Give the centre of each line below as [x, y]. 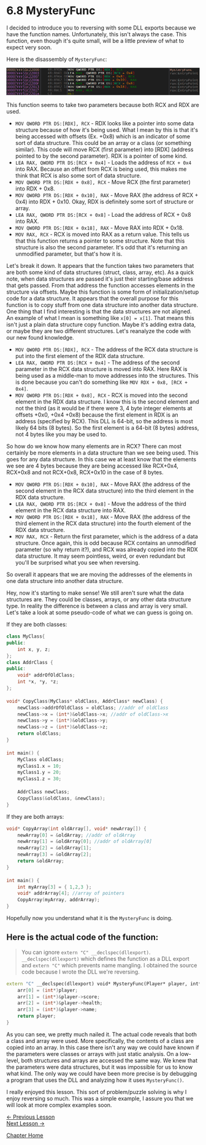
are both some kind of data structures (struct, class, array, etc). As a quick [100, 272]
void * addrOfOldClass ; [46, 675]
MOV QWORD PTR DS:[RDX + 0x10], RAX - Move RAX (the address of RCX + [107, 195]
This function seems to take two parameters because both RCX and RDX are [103, 105]
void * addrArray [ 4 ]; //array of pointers [71, 893]
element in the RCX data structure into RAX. [71, 510]
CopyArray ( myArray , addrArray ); [59, 900]
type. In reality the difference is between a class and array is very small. [97, 606]
